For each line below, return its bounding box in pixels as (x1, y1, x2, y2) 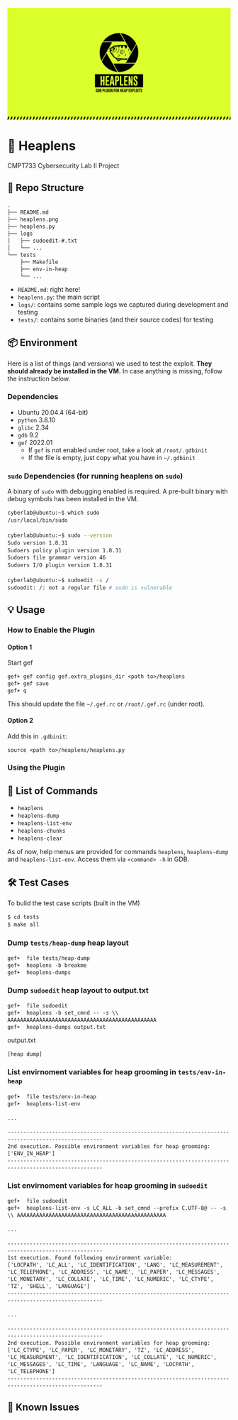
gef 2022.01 (17, 438, 53, 447)
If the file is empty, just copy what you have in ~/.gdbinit (28, 453, 196, 461)
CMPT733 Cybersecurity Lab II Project (7, 161, 120, 170)
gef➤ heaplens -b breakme (7, 962, 87, 969)
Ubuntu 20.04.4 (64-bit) (17, 408, 89, 416)
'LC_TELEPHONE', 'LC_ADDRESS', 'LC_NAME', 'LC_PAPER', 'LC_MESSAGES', (7, 1268, 220, 1275)
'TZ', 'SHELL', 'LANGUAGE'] (7, 1282, 91, 1289)
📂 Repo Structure (7, 182, 84, 194)
